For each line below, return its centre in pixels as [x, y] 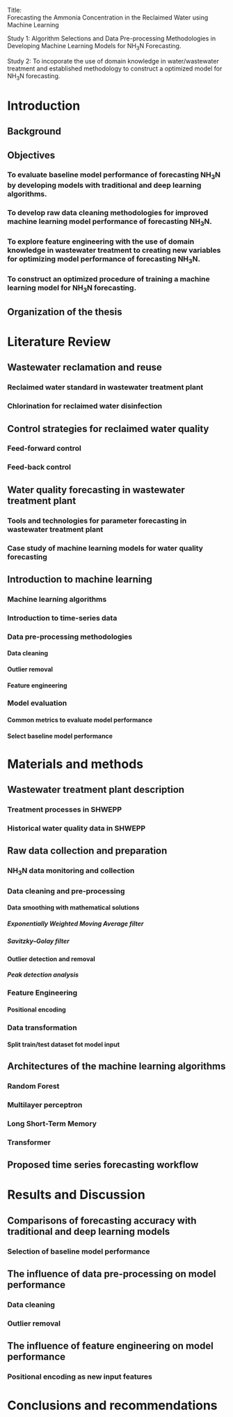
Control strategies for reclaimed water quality [108, 429]
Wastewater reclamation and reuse [85, 368]
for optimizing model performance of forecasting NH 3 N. [104, 260]
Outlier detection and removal [51, 958]
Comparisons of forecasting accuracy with [102, 1221]
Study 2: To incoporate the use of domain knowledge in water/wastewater [113, 61]
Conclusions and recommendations [112, 1405]
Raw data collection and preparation [87, 851]
